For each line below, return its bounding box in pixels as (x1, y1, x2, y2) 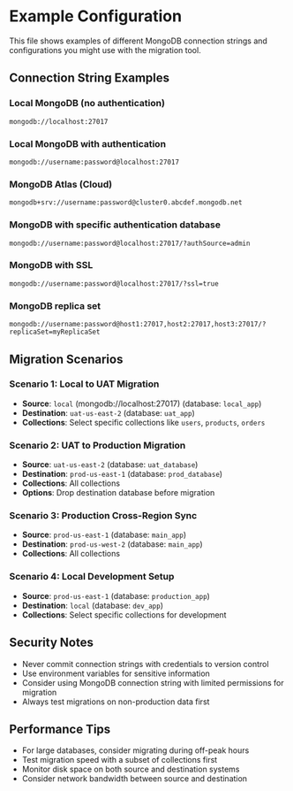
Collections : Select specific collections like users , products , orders (21, 417, 266, 427)
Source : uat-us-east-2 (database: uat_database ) (21, 459, 199, 470)
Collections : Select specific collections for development (21, 609, 227, 620)
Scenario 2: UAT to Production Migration (9, 439, 186, 451)
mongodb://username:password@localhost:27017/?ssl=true (9, 279, 219, 288)
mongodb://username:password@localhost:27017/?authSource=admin (9, 239, 251, 248)
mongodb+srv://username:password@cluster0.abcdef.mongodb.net (9, 198, 243, 207)
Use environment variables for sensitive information (21, 668, 210, 679)
